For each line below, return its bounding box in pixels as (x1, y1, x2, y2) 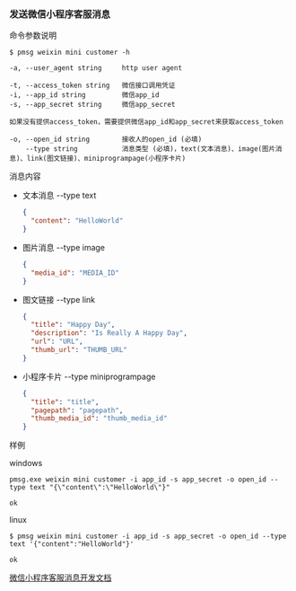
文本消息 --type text (22, 190, 97, 201)
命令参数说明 (9, 30, 57, 41)
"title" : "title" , (30, 397, 100, 406)
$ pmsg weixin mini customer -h (9, 48, 130, 57)
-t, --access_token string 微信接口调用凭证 (9, 81, 176, 91)
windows (9, 458, 43, 469)
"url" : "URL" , (30, 337, 83, 347)
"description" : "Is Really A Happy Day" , (30, 329, 188, 338)
